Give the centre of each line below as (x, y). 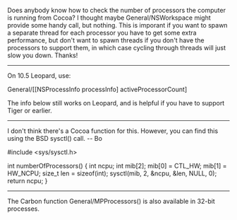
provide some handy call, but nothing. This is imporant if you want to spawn (117, 25)
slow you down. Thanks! (43, 55)
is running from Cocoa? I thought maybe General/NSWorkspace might (109, 18)
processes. (24, 209)
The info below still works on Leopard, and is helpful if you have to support (116, 103)
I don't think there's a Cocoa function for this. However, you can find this (113, 131)
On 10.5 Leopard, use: (39, 76)
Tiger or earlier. (30, 110)
